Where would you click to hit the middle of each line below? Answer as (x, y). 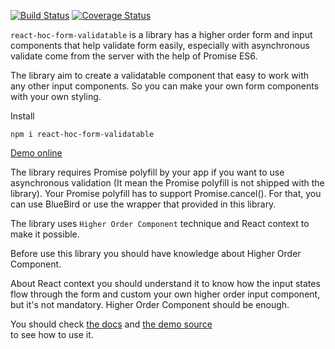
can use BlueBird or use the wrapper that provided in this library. (143, 204)
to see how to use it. (52, 334)
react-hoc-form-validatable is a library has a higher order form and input (161, 34)
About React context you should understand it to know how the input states (165, 283)
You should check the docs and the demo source (111, 324)
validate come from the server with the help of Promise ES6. (134, 56)
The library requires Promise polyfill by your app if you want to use (147, 172)
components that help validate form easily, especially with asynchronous (160, 45)
